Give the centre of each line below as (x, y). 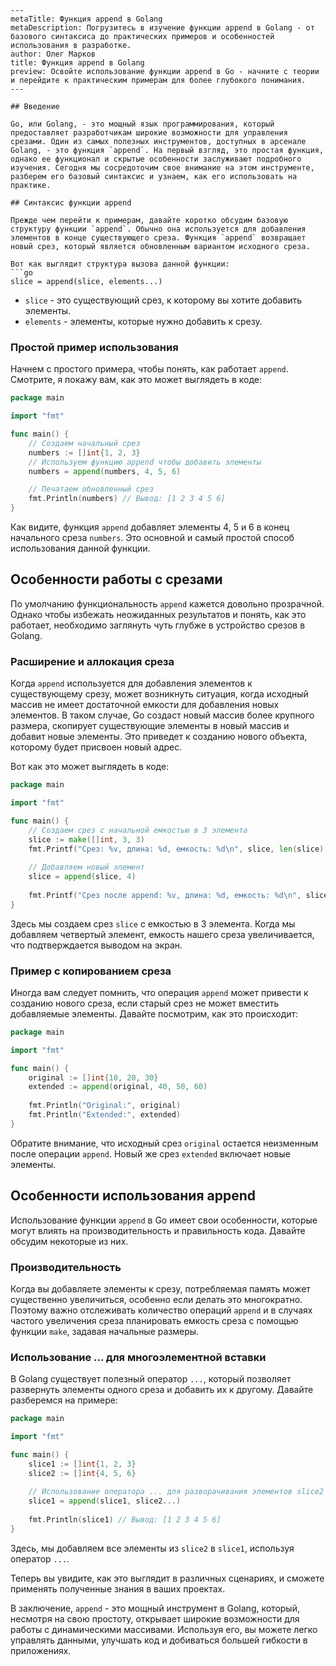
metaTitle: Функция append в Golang (86, 19)
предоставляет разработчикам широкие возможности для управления (149, 133)
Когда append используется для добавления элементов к (131, 683)
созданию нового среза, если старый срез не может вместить (145, 1003)
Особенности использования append (133, 1196)
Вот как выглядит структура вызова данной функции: (120, 264)
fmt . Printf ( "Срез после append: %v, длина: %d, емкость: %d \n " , (165, 895)
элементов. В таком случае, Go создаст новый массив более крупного (162, 715)
